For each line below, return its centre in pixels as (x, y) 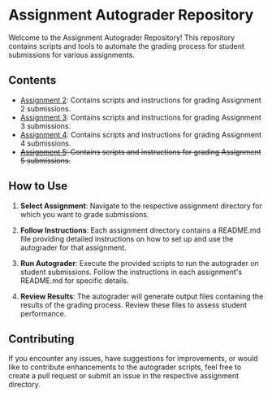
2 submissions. (45, 108)
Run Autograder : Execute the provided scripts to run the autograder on (140, 263)
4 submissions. (45, 143)
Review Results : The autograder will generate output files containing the (142, 296)
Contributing (41, 339)
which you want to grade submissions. (84, 214)
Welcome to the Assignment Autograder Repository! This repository (122, 37)
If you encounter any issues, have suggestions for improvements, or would (133, 359)
